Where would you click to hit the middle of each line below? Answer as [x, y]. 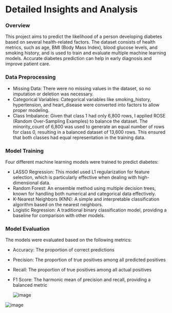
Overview [18, 26]
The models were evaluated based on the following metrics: [69, 240]
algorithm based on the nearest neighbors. [58, 205]
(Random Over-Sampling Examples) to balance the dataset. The [80, 121]
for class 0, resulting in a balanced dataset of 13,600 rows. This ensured [89, 132]
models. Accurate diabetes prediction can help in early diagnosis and [79, 58]
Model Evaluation [27, 229]
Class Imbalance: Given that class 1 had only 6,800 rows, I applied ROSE [89, 115]
